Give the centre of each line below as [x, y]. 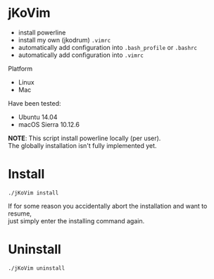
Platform [20, 68]
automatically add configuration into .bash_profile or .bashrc [108, 47]
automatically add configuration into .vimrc [81, 55]
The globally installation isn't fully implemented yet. [82, 145]
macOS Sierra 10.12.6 [49, 124]
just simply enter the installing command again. [76, 221]
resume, [20, 213]
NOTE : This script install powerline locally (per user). [84, 138]
